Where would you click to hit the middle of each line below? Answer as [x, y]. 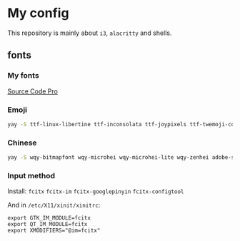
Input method [31, 175]
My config [38, 13]
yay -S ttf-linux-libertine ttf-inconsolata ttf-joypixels [97, 124]
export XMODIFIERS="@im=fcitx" [54, 231]
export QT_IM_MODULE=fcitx [47, 225]
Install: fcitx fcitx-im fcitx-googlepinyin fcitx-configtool [96, 191]
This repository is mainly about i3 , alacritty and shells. [90, 33]
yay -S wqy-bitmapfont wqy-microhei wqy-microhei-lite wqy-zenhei [108, 158]
